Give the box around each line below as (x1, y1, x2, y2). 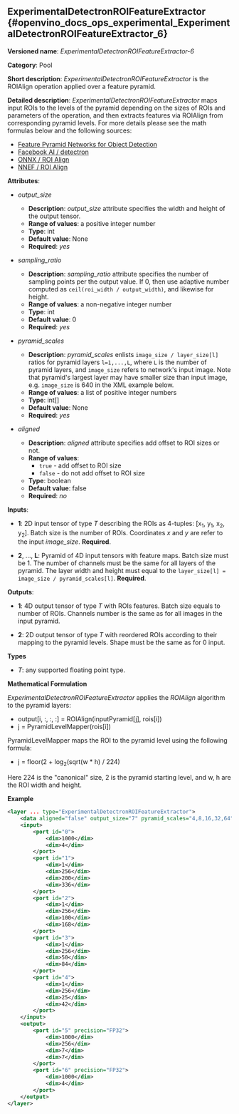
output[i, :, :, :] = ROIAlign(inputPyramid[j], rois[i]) (17, 715, 162, 723)
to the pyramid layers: (7, 701, 71, 710)
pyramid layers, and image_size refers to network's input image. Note (28, 365, 231, 373)
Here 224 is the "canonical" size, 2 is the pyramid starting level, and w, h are (7, 773, 231, 782)
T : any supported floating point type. (17, 666, 126, 674)
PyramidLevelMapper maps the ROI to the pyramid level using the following (7, 736, 228, 745)
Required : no (28, 491, 68, 500)
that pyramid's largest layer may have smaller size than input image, (28, 373, 228, 381)
